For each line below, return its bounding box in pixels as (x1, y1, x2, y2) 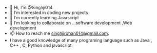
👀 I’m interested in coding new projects (9, 10, 88, 15)
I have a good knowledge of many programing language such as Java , (9, 38, 153, 43)
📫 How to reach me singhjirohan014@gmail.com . (9, 30, 110, 36)
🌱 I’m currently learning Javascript (9, 15, 79, 20)
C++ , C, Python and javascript (9, 42, 72, 48)
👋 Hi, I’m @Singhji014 (9, 5, 53, 10)
